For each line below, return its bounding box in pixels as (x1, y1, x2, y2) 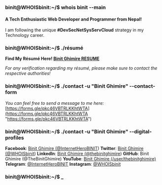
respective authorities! (5, 70, 51, 76)
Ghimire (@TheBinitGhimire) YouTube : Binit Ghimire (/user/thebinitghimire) (5, 156, 156, 162)
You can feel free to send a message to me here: (5, 100, 104, 106)
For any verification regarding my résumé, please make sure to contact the (5, 65, 158, 71)
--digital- (129, 128, 152, 135)
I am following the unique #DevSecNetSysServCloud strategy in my (5, 27, 144, 33)
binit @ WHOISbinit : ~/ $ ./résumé (5, 45, 84, 52)
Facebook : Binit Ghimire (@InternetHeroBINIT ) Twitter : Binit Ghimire (5, 146, 144, 152)
